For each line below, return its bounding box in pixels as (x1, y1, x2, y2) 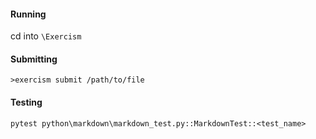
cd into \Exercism (10, 30, 82, 42)
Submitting (10, 53, 58, 65)
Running (10, 8, 47, 20)
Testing (10, 96, 43, 108)
